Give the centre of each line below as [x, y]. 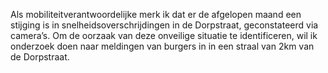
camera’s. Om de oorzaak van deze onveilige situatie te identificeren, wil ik [164, 35]
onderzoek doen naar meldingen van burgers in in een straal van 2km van [162, 46]
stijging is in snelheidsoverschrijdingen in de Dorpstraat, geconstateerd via [164, 25]
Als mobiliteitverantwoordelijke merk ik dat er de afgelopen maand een [156, 14]
